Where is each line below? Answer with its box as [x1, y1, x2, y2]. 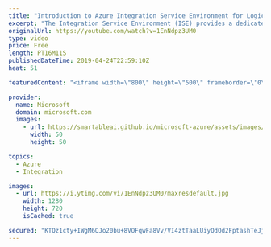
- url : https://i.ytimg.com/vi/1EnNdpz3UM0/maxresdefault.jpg [15, 190, 229, 198]
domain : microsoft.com [15, 108, 92, 117]
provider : [8, 93, 42, 101]
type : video [8, 34, 48, 43]
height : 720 [23, 204, 63, 213]
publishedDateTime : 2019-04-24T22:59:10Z [8, 57, 150, 65]
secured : [8, 226, 38, 234]
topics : [8, 152, 35, 161]
